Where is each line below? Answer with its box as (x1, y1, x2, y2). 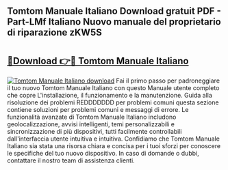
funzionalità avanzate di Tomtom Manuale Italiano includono (7, 113, 177, 121)
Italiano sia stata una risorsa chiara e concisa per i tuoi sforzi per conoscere (7, 142, 221, 150)
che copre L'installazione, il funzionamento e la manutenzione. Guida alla (7, 91, 212, 99)
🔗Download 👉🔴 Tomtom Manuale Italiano (7, 55, 189, 67)
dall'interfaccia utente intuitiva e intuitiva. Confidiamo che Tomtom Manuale (7, 134, 220, 143)
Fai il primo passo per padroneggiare (116, 76, 220, 85)
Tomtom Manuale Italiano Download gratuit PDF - (7, 5, 221, 17)
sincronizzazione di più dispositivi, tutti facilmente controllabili (7, 128, 182, 135)
